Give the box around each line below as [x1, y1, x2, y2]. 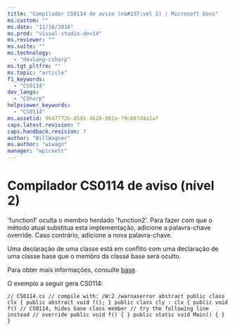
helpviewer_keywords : [7, 102, 71, 109]
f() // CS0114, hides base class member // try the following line [7, 305, 210, 312]
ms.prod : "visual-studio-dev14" [7, 30, 102, 37]
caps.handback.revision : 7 [7, 128, 87, 135]
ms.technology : [7, 50, 52, 57]
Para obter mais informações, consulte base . [7, 265, 137, 274]
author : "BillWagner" [7, 134, 71, 141]
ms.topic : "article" [7, 69, 68, 76]
